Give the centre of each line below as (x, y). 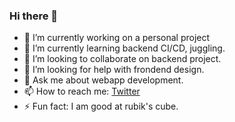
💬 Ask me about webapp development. (103, 80)
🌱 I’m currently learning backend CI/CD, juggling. (124, 48)
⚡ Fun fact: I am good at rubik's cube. (101, 106)
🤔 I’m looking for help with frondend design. (114, 70)
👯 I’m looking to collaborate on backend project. (122, 59)
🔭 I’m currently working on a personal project (117, 38)
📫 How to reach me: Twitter (82, 91)
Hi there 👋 (34, 16)
